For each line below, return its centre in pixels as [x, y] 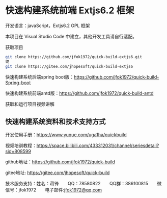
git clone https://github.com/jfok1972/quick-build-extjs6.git [74, 57]
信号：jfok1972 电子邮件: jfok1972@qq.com [54, 190]
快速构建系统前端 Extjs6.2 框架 [70, 10]
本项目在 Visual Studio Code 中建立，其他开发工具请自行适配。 [71, 36]
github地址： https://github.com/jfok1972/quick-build [60, 162]
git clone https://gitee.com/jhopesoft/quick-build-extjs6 [69, 66]
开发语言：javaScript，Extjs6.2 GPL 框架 [48, 26]
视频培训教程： [21, 145]
